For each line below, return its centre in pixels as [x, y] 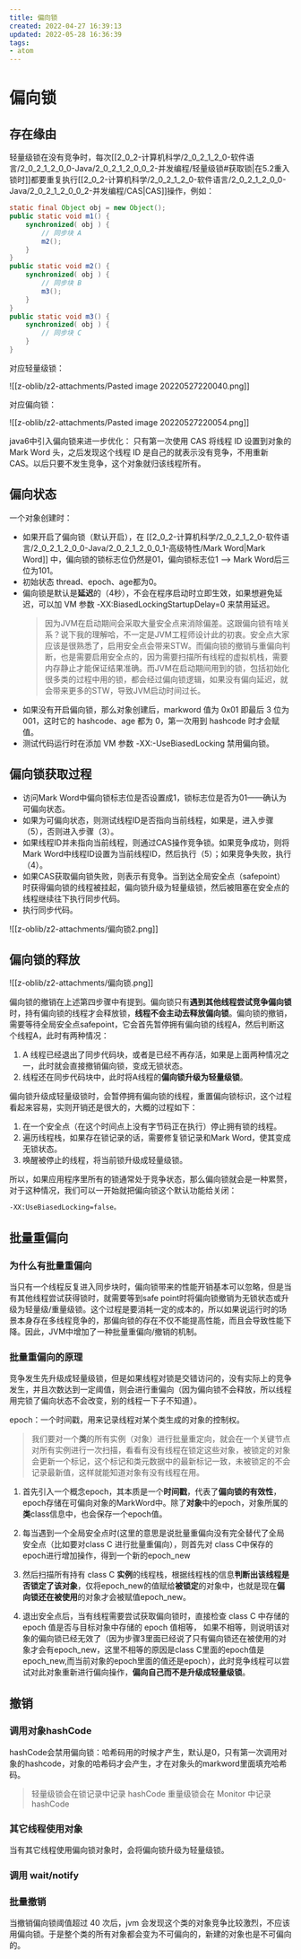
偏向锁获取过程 [51, 774]
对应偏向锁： [33, 404]
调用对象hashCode [51, 1731]
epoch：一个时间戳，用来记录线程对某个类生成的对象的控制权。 [127, 1420]
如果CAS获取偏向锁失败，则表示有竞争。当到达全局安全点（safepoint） [153, 876]
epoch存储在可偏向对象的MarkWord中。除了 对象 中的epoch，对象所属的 [155, 1503]
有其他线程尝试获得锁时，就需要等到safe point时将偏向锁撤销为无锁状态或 [146, 1298]
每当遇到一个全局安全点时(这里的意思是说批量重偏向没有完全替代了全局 [153, 1533]
